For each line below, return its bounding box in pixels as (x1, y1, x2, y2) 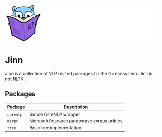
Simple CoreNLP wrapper (29, 111, 80, 117)
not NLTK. (5, 76, 25, 82)
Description (64, 104, 88, 110)
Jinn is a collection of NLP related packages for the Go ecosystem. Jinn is (5, 70, 153, 76)
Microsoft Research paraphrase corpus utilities (29, 118, 123, 124)
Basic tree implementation (29, 125, 81, 130)
